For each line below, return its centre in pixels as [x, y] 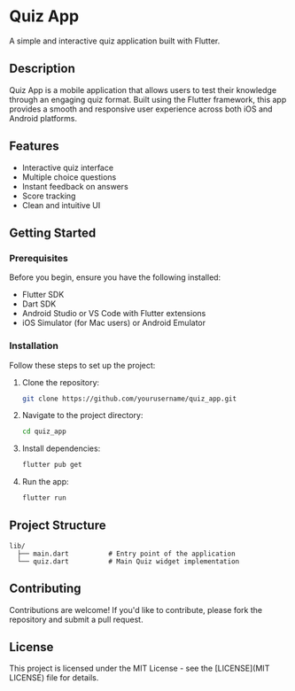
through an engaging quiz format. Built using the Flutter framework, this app [148, 99]
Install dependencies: [61, 448]
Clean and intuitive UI [61, 205]
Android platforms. [43, 118]
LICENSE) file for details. [54, 678]
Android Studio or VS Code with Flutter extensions [114, 314]
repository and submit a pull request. [76, 619]
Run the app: [45, 482]
